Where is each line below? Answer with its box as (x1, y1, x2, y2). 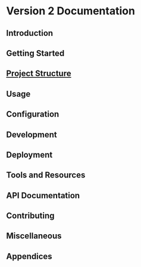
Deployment (6, 149, 53, 159)
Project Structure (6, 69, 71, 79)
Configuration (6, 109, 59, 119)
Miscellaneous (6, 231, 62, 241)
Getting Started (6, 48, 65, 58)
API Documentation (6, 190, 80, 201)
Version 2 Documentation (6, 4, 136, 18)
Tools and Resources (6, 170, 86, 180)
